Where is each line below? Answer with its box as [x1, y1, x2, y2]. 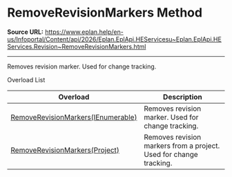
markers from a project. [144, 140, 220, 150]
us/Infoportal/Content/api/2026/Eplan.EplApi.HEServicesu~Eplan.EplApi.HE [7, 35, 222, 43]
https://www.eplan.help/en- [44, 28, 124, 36]
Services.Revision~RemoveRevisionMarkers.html [7, 42, 146, 50]
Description [163, 92, 202, 102]
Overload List [7, 75, 46, 84]
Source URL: [7, 28, 43, 36]
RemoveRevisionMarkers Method [7, 5, 202, 21]
